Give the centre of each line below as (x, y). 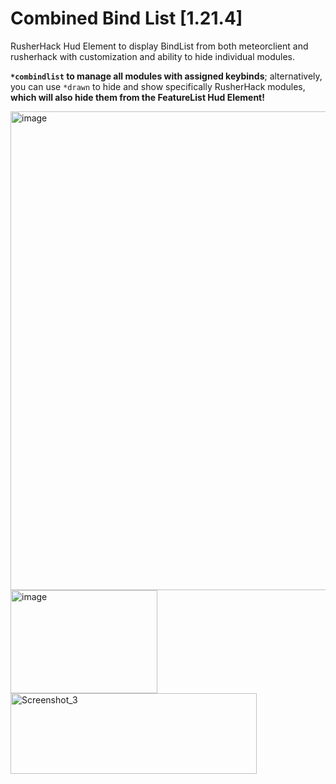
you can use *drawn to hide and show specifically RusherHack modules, (158, 86)
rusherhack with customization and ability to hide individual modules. (153, 56)
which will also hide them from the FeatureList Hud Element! (137, 97)
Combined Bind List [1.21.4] (126, 18)
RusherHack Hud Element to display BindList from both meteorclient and (159, 46)
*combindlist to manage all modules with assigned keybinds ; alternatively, (166, 76)
